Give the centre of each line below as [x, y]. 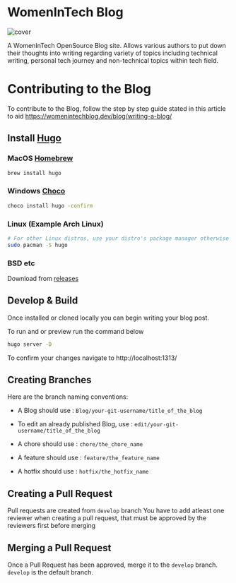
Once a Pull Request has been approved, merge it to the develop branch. [112, 565]
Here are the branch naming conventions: [68, 397]
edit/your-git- [156, 425]
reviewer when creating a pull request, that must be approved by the [107, 518]
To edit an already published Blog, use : [75, 424]
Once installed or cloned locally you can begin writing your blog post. [108, 318]
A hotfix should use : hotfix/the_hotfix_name [83, 471]
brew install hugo [34, 173]
